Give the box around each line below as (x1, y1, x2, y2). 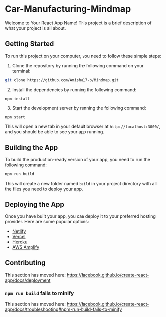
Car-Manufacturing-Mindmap (5, 3, 131, 15)
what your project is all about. (5, 25, 66, 31)
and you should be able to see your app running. (5, 129, 104, 135)
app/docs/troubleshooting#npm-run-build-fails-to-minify (5, 306, 122, 312)
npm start (5, 114, 26, 120)
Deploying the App (5, 200, 65, 209)
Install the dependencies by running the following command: (12, 86, 137, 93)
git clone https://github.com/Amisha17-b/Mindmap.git (5, 77, 119, 83)
